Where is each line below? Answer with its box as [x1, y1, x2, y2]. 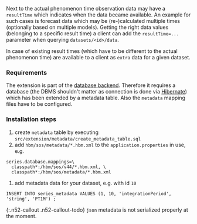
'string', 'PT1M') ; [6, 196, 57, 202]
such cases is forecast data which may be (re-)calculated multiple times [6, 18, 181, 24]
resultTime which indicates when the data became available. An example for [6, 11, 191, 18]
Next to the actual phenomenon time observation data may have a [6, 5, 166, 12]
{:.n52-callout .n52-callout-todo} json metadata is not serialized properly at [6, 206, 189, 213]
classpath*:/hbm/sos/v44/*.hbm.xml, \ [11, 164, 107, 170]
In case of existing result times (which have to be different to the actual [6, 48, 178, 55]
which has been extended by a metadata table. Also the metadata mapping [6, 94, 186, 102]
